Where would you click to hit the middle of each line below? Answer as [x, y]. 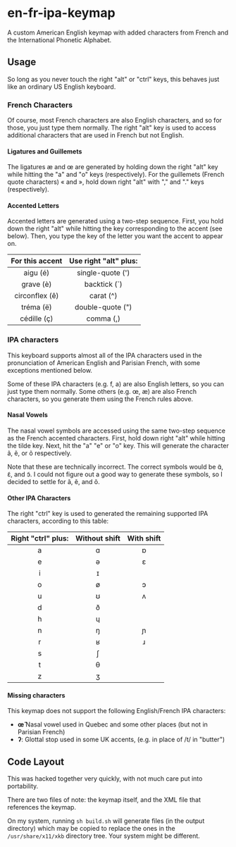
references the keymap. [42, 808]
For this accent [37, 261]
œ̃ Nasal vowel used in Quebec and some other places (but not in [112, 724]
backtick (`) [103, 285]
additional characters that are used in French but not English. [96, 135]
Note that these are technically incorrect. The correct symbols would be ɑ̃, [115, 466]
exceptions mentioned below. [50, 370]
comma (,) [104, 319]
